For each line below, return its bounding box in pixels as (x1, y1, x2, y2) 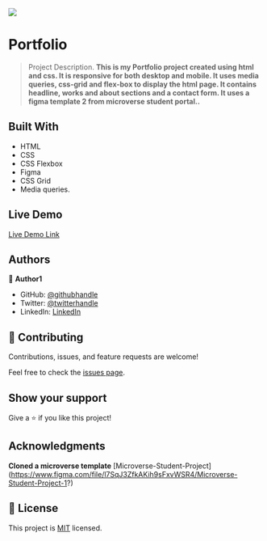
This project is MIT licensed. (8, 522, 102, 533)
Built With (8, 120, 59, 133)
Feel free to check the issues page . (8, 368, 125, 378)
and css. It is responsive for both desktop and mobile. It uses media (27, 70, 260, 80)
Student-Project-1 (8, 478, 67, 488)
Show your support (8, 391, 107, 404)
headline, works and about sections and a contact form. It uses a (27, 87, 250, 97)
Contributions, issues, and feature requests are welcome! (8, 352, 199, 361)
